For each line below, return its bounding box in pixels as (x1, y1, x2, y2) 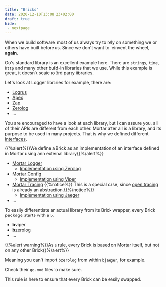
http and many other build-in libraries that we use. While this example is (5, 65, 153, 71)
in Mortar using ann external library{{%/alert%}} (5, 151, 104, 157)
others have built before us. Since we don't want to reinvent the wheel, (5, 45, 150, 51)
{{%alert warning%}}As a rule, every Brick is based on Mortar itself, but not (5, 242, 160, 248)
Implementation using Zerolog (19, 166, 81, 172)
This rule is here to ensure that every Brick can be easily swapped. (5, 276, 141, 282)
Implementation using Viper (19, 176, 76, 182)
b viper (12, 222, 26, 228)
